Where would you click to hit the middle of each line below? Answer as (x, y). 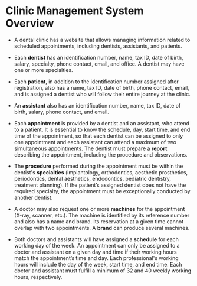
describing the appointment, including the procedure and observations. (101, 154)
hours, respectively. (38, 277)
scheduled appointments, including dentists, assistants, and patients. (98, 46)
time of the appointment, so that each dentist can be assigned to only (98, 136)
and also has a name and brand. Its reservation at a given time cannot (99, 221)
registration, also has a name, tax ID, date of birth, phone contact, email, (101, 87)
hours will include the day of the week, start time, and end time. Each (98, 264)
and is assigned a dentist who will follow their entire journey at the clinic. (102, 94)
